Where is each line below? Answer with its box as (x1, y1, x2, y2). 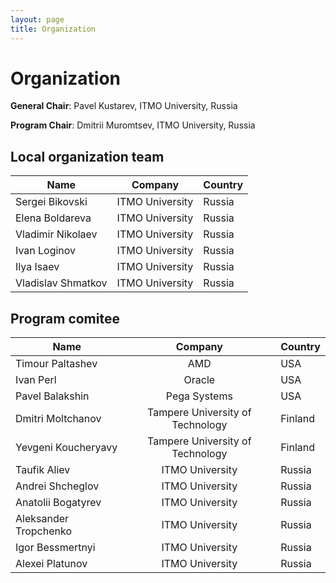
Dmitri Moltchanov (15, 412, 102, 426)
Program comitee (10, 310, 120, 327)
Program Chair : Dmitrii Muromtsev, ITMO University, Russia (10, 119, 256, 131)
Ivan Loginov (15, 244, 77, 258)
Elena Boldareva (15, 211, 92, 225)
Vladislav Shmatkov (15, 276, 108, 290)
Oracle (183, 373, 216, 387)
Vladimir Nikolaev (15, 227, 98, 241)
